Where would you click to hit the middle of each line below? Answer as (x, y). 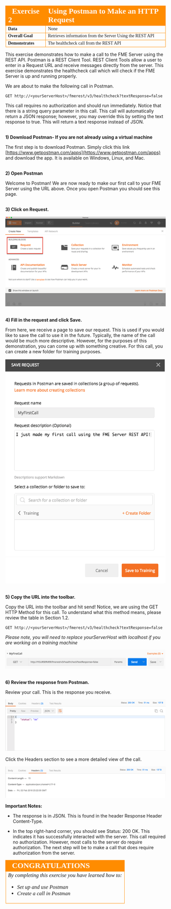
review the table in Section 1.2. (37, 618)
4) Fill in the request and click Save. (44, 320)
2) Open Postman (24, 173)
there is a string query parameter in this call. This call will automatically (80, 111)
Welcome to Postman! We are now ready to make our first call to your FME (83, 183)
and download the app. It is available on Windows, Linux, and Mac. (75, 158)
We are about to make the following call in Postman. (60, 86)
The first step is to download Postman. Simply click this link (67, 147)
